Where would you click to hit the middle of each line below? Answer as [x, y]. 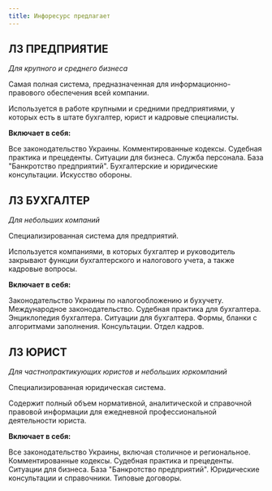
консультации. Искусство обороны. [70, 175]
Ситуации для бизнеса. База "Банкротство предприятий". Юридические [134, 470]
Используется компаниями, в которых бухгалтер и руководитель [122, 252]
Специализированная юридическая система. [87, 388]
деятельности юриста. [47, 421]
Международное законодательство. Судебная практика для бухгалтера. [135, 309]
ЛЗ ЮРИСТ [38, 352]
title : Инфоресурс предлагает [60, 16]
